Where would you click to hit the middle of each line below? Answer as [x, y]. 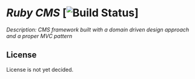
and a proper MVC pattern [39, 36]
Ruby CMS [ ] [73, 13]
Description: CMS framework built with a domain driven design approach [98, 30]
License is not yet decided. [40, 69]
